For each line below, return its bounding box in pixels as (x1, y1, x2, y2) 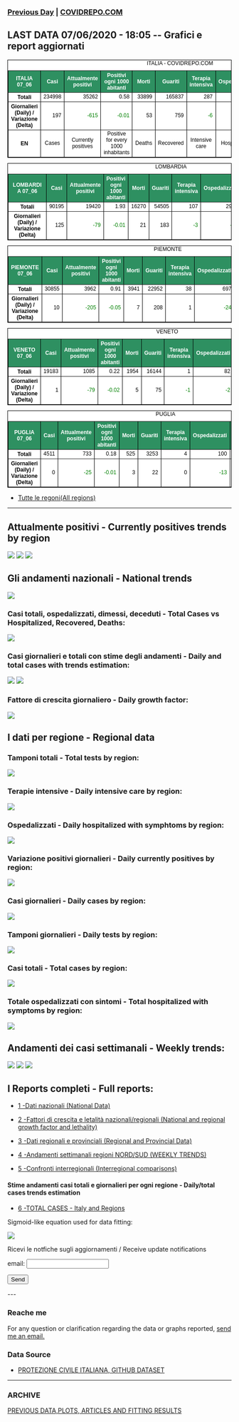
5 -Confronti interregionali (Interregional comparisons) (17, 1165, 178, 1173)
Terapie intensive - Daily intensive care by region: (7, 787, 183, 797)
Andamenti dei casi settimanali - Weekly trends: (7, 1042, 225, 1054)
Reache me (7, 1308, 48, 1318)
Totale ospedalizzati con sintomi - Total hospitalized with (7, 997, 208, 1007)
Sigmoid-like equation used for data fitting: (7, 1218, 133, 1227)
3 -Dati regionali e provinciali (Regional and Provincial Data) (17, 1137, 192, 1145)
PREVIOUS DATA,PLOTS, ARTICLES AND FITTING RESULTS (7, 1406, 182, 1415)
